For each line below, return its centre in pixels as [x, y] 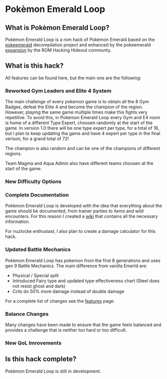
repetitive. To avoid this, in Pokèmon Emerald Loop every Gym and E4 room [83, 118]
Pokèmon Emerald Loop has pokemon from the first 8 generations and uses [83, 260]
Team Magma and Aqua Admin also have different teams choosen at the [79, 164]
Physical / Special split [35, 275]
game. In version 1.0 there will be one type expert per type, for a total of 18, [82, 128]
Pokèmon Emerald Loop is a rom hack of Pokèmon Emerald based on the [80, 39]
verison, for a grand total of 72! [37, 139]
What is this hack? [34, 66]
